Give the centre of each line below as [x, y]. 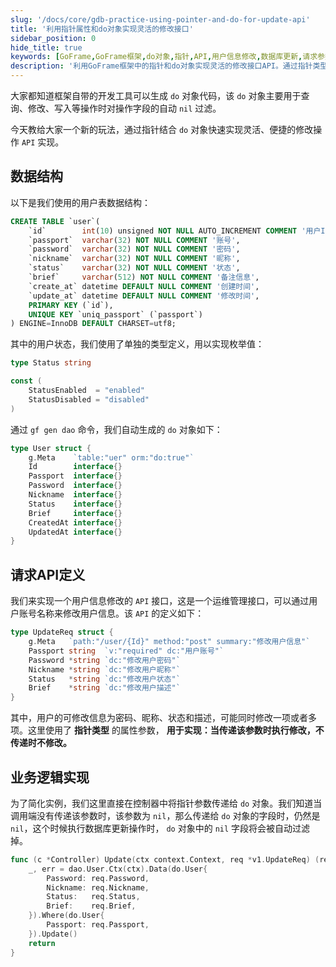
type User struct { [51, 448]
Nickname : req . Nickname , [98, 887]
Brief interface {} [75, 513]
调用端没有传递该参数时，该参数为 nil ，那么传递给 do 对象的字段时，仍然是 [165, 815]
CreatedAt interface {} [75, 522]
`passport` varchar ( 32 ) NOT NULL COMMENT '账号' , [134, 240]
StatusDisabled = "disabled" [89, 399]
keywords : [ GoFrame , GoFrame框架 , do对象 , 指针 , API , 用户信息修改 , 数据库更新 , [156, 57]
